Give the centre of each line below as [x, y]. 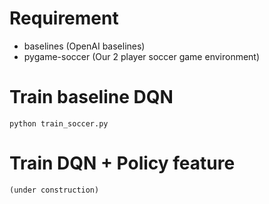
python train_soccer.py [59, 123]
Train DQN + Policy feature [122, 163]
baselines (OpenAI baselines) [84, 46]
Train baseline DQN [91, 97]
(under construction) [54, 190]
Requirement [64, 18]
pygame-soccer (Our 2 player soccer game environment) [142, 56]
